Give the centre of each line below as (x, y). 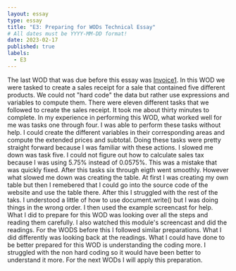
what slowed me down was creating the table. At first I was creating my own (118, 177)
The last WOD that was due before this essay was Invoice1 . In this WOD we (116, 80)
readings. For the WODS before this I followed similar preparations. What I (114, 229)
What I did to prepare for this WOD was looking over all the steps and (108, 215)
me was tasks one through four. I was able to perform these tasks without (114, 125)
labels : (19, 54)
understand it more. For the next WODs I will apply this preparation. (105, 260)
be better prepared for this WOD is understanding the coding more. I (107, 245)
